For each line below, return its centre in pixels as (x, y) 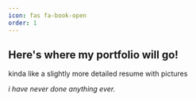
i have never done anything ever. (62, 89)
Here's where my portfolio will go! (93, 55)
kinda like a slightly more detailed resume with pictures (98, 74)
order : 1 (23, 23)
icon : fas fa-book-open (48, 15)
